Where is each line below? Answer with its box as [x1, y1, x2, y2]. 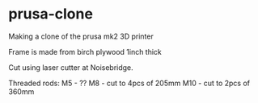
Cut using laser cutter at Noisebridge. [8, 62, 133, 72]
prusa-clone [8, 5, 93, 23]
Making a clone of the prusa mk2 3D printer [8, 31, 154, 41]
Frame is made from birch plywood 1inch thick [8, 47, 162, 56]
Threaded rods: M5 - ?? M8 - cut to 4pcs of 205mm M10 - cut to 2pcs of [8, 78, 251, 88]
